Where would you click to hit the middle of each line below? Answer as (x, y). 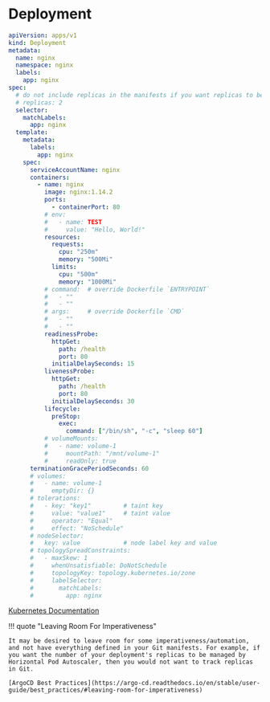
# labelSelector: (66, 580)
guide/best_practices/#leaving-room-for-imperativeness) (106, 690)
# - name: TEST (73, 222)
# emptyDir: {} (62, 491)
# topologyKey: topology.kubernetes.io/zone (112, 573)
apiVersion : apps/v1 (43, 35)
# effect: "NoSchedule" (77, 528)
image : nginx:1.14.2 (78, 192)
